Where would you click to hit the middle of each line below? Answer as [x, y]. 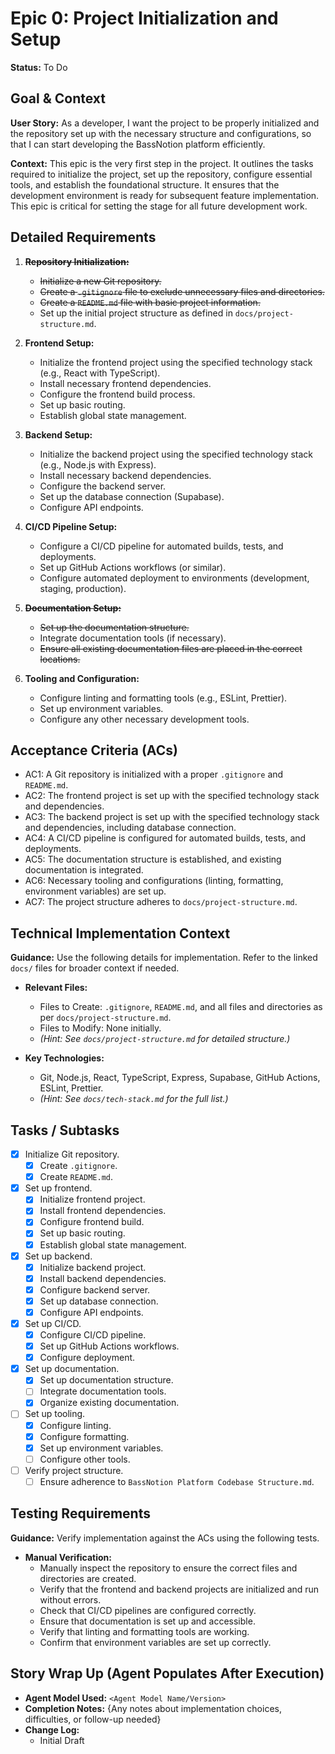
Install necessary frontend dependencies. [125, 383]
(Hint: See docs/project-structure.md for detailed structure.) [165, 1039]
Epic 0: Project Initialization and [144, 18]
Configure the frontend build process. [117, 394]
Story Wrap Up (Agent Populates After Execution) [167, 1673]
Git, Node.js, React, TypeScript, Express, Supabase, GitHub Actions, [180, 1078]
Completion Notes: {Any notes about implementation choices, [153, 1708]
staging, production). [83, 588]
